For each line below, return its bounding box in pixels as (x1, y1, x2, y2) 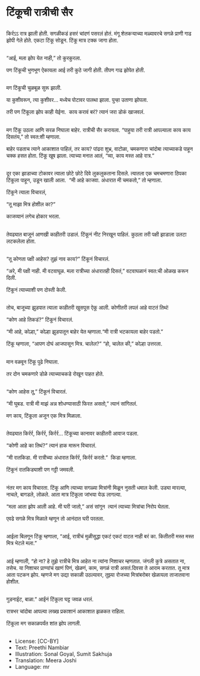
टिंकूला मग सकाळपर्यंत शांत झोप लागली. (6, 620, 81, 627)
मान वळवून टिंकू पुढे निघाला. (6, 358, 59, 365)
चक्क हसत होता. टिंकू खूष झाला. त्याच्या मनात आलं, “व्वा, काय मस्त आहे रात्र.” (6, 152, 155, 159)
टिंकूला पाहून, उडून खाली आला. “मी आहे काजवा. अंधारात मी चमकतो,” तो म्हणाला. (6, 177, 163, 184)
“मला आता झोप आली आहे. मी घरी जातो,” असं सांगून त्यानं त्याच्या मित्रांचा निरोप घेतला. (6, 503, 170, 510)
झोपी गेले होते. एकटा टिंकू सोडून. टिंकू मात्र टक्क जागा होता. (6, 36, 119, 44)
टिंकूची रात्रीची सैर (6, 5, 73, 19)
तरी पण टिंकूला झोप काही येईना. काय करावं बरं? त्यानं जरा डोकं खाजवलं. (6, 109, 145, 116)
